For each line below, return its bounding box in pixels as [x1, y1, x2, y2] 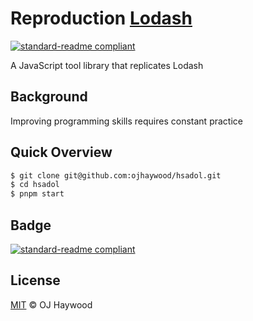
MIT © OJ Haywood [10, 298, 93, 311]
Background [10, 88, 88, 106]
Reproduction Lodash [10, 7, 193, 30]
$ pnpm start [10, 189, 65, 199]
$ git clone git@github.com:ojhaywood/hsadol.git [10, 170, 222, 181]
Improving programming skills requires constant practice [10, 115, 243, 127]
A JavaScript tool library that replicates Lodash [10, 59, 204, 71]
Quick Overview [10, 144, 113, 161]
